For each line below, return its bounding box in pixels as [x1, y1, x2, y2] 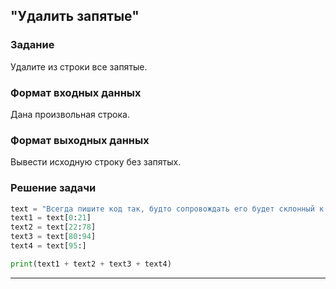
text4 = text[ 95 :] [10, 241, 87, 251]
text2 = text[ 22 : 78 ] [10, 222, 97, 233]
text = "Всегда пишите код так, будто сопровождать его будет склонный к [10, 204, 325, 214]
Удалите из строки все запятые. [10, 60, 148, 73]
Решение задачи [10, 181, 97, 195]
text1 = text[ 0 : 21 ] [10, 213, 92, 223]
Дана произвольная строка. [10, 108, 130, 120]
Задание [10, 38, 55, 52]
